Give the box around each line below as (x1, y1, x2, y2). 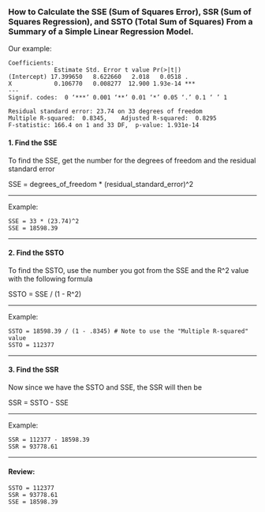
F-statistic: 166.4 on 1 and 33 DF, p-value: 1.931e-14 (8, 121, 200, 129)
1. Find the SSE (8, 137, 58, 148)
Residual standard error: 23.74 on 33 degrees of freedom (8, 107, 203, 116)
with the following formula (8, 274, 93, 283)
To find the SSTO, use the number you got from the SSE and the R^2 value (8, 265, 249, 275)
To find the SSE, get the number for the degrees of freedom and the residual (8, 155, 256, 165)
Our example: (8, 44, 52, 54)
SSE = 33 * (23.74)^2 (8, 217, 80, 225)
